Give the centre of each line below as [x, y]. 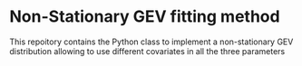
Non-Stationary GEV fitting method [145, 17]
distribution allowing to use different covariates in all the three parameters [147, 51]
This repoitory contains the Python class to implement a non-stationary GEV [151, 42]
